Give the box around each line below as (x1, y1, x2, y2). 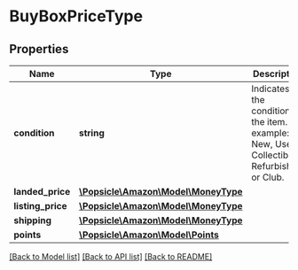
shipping (13, 214, 51, 227)
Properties (9, 42, 69, 57)
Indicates (251, 82, 290, 95)
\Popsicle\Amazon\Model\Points (78, 228, 219, 241)
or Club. (251, 171, 285, 183)
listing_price (13, 200, 68, 212)
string (78, 127, 105, 139)
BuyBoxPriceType (9, 6, 144, 27)
